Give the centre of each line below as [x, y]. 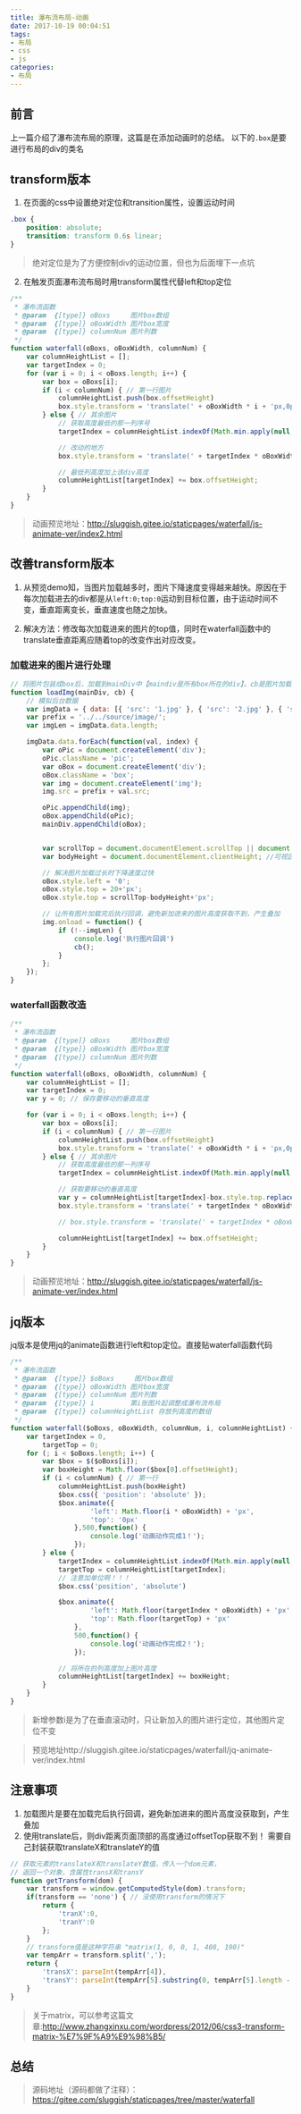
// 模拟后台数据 [52, 701]
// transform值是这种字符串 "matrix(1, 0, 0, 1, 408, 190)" [135, 1947]
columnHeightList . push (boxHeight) [122, 1487]
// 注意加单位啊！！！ [94, 1578]
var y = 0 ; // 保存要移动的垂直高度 [88, 1099]
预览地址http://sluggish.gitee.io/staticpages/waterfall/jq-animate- [152, 1749]
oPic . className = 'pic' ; [88, 758]
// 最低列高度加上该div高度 [103, 472]
